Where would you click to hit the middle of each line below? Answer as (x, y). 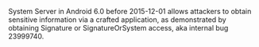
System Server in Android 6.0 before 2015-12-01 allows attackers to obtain (130, 11)
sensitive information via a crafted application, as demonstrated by (117, 20)
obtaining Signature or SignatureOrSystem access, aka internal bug (118, 28)
